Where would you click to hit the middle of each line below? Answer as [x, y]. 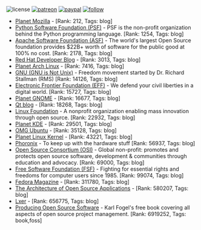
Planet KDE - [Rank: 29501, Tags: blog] [63, 124]
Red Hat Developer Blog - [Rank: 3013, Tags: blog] [78, 60]
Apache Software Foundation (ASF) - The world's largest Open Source [103, 40]
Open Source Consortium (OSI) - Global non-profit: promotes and [97, 149]
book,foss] [28, 220]
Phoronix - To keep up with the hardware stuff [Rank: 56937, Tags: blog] [105, 143]
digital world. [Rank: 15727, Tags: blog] [63, 92]
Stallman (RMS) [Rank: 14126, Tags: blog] [66, 79]
